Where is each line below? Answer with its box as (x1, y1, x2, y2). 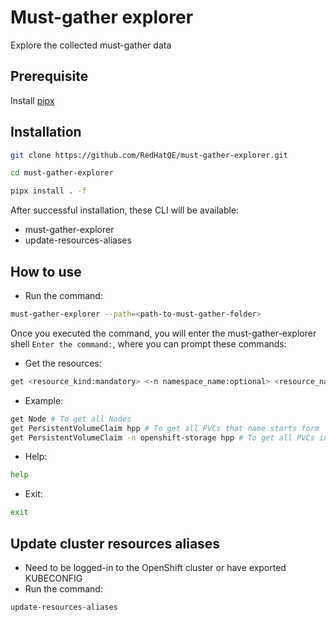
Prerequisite (10, 68, 89, 85)
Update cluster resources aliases (10, 535, 221, 552)
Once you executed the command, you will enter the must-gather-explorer (10, 327, 317, 339)
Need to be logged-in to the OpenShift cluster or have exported (24, 561, 287, 573)
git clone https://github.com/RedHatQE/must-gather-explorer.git (10, 150, 288, 160)
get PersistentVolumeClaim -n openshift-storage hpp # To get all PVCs (10, 432, 315, 443)
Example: (24, 394, 64, 406)
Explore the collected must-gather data (10, 39, 172, 51)
